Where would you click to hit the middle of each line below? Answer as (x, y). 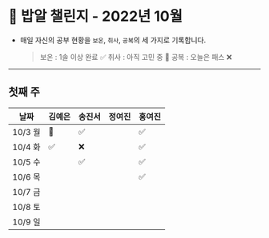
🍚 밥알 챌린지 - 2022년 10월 (95, 16)
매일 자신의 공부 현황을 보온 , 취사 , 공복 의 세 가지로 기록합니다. (113, 40)
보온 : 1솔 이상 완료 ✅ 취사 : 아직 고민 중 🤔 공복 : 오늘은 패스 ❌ (136, 57)
